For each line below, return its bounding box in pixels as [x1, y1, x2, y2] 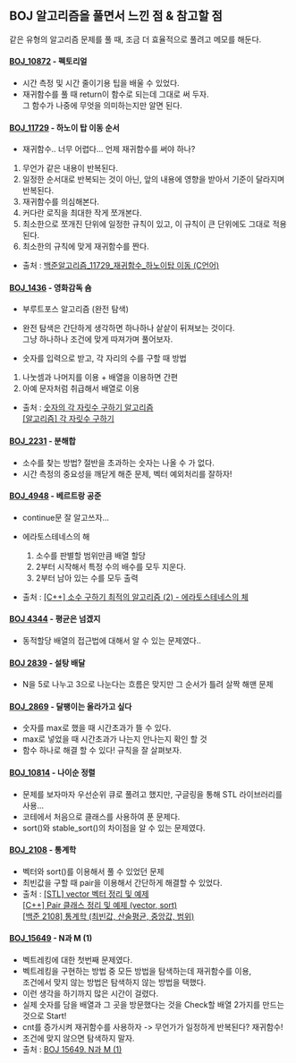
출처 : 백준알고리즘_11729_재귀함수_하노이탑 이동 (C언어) [21, 260, 220, 271]
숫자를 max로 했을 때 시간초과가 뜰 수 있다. [21, 723, 172, 734]
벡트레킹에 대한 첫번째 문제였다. [21, 955, 132, 965]
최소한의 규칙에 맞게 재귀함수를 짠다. [21, 241, 149, 252]
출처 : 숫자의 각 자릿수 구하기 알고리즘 [21, 402, 154, 413]
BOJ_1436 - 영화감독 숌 [9, 282, 92, 293]
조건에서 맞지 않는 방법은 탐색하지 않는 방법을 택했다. [21, 977, 207, 988]
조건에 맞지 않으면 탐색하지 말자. [21, 1033, 135, 1044]
